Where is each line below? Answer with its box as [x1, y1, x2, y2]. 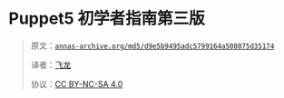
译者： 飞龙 [30, 59, 72, 70]
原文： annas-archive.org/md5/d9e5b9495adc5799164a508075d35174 [30, 40, 275, 51]
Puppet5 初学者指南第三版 [8, 8, 205, 29]
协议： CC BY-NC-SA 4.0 [30, 78, 123, 89]
